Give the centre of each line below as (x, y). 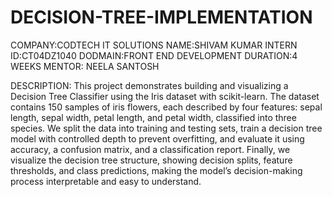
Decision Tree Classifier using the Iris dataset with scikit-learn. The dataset (165, 96)
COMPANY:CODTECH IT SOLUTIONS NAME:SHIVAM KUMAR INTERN (154, 45)
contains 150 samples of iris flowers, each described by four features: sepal (166, 107)
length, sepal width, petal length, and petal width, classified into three (153, 117)
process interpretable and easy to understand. (106, 181)
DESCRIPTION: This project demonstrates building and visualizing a (149, 85)
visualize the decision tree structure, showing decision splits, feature (151, 160)
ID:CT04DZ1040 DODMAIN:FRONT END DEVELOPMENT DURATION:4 (154, 55)
